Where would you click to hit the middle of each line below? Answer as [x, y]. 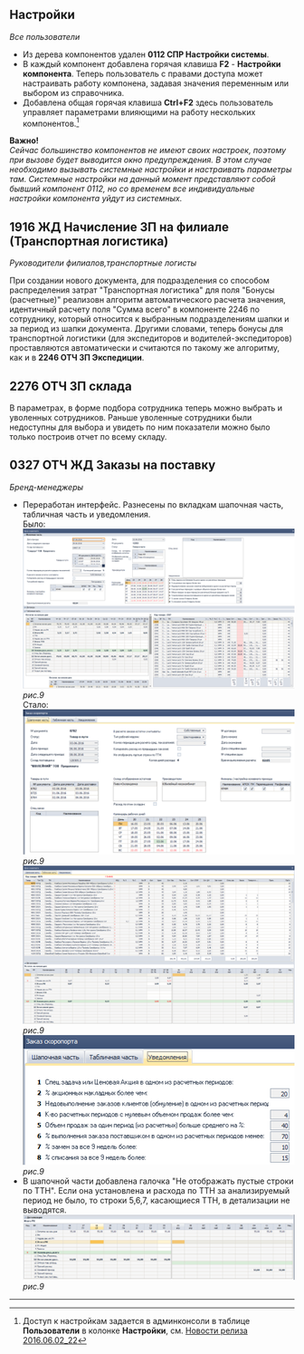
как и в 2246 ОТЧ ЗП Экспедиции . [77, 358]
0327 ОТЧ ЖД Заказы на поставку [113, 465]
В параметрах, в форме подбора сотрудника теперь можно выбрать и [146, 408]
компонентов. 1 [51, 122]
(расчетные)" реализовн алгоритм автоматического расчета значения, [148, 300]
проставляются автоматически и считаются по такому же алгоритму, [145, 348]
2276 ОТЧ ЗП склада [71, 386]
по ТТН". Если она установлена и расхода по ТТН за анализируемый [156, 1190]
